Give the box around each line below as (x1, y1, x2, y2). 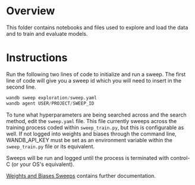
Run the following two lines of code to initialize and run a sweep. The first (6, 70, 186, 78)
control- (170, 154, 190, 161)
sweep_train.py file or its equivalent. (6, 143, 95, 150)
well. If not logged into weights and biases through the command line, (6, 130, 177, 137)
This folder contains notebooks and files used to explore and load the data (6, 24, 188, 31)
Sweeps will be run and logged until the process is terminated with (6, 154, 169, 161)
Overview (6, 4, 55, 18)
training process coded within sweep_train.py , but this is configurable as (6, 124, 184, 131)
